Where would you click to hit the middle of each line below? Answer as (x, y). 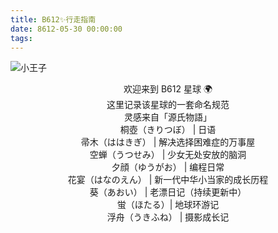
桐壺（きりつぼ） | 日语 (168, 130)
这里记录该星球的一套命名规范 (168, 105)
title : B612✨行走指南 (53, 19)
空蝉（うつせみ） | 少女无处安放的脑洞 (168, 155)
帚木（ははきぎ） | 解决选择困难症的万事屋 (168, 142)
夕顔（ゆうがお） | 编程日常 (168, 167)
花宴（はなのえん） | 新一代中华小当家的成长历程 (168, 180)
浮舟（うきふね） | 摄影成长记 (168, 217)
